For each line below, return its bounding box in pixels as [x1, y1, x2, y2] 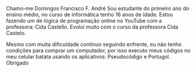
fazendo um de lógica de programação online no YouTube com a [6, 17, 162, 24]
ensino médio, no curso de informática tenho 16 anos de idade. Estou [6, 11, 173, 18]
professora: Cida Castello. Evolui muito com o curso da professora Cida [6, 23, 178, 30]
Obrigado [6, 59, 29, 66]
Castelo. [6, 30, 26, 37]
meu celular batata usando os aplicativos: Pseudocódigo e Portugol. [6, 53, 171, 60]
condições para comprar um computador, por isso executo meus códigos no [6, 47, 191, 54]
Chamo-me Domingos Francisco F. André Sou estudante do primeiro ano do [6, 5, 190, 12]
